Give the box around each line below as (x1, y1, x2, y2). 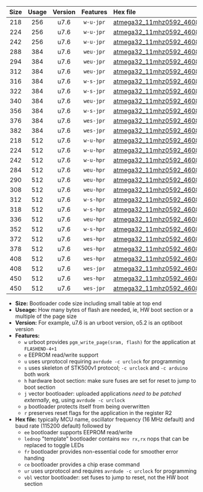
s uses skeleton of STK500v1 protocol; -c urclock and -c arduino (24, 364, 188, 371)
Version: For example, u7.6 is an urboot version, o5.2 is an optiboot (14, 319, 183, 326)
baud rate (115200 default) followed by (14, 422, 111, 430)
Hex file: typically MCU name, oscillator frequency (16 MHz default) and (14, 416, 195, 423)
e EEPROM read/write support (24, 351, 98, 359)
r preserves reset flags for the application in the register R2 (24, 409, 172, 416)
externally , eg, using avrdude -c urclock (24, 397, 126, 403)
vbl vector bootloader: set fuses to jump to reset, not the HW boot (24, 474, 189, 481)
